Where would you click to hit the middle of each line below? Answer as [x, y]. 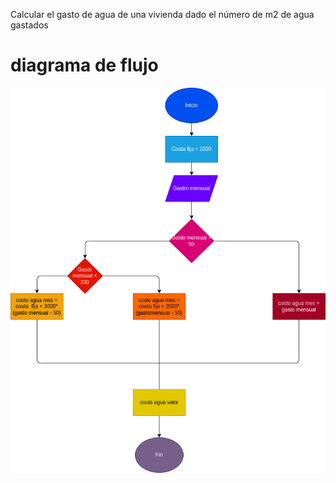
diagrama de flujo [84, 65]
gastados [29, 25]
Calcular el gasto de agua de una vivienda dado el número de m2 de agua [162, 14]
